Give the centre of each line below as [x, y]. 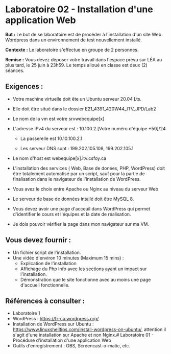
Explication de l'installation [48, 263]
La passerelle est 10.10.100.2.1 [51, 138]
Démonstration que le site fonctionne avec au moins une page [86, 279]
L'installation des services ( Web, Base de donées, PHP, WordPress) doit [89, 168]
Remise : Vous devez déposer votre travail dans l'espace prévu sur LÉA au [84, 59]
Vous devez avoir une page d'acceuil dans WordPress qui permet [81, 208]
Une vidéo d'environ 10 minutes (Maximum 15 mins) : [68, 258]
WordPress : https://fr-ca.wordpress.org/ [56, 319]
